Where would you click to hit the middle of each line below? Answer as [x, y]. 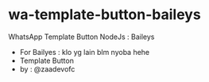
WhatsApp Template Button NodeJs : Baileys [81, 37]
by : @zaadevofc [47, 68]
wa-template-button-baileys [104, 15]
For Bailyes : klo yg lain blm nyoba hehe [85, 52]
